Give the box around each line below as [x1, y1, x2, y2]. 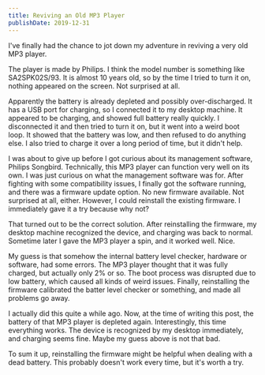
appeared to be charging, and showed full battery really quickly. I [8, 113, 220, 122]
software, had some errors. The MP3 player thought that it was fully [8, 260, 229, 269]
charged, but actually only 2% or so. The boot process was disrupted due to [8, 268, 256, 277]
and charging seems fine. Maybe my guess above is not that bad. [8, 333, 221, 343]
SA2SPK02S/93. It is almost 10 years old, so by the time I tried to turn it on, [8, 73, 251, 82]
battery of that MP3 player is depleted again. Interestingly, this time [8, 317, 226, 326]
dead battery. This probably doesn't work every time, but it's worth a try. [8, 357, 244, 367]
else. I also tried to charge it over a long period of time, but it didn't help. [8, 138, 243, 148]
